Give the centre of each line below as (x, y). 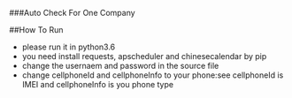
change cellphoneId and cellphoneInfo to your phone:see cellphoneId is (153, 75)
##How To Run (36, 30)
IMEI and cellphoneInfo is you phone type (98, 84)
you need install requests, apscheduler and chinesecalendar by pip (144, 56)
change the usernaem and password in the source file (120, 66)
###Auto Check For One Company (72, 13)
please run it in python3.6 (69, 47)
